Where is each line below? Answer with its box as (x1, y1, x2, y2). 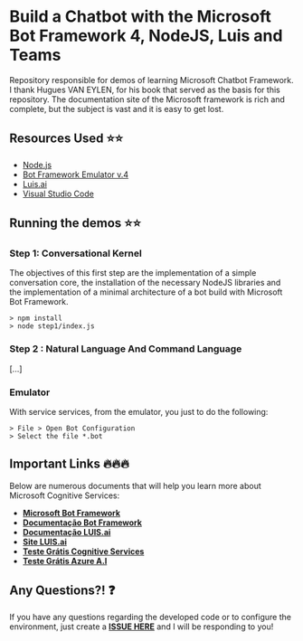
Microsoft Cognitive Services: (9, 490, 120, 501)
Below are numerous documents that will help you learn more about (9, 480, 262, 491)
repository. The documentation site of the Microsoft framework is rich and (9, 93, 285, 105)
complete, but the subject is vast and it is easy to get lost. (9, 103, 224, 114)
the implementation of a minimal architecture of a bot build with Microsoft (9, 287, 283, 297)
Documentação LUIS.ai (22, 526, 111, 537)
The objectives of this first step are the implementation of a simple (9, 268, 257, 278)
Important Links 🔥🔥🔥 (9, 457, 129, 472)
